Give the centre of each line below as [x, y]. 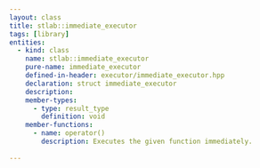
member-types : [51, 100]
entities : [28, 42]
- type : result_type [71, 108]
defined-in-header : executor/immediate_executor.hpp [125, 76]
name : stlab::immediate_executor [87, 59]
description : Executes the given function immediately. [147, 141]
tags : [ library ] [39, 34]
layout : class [36, 17]
